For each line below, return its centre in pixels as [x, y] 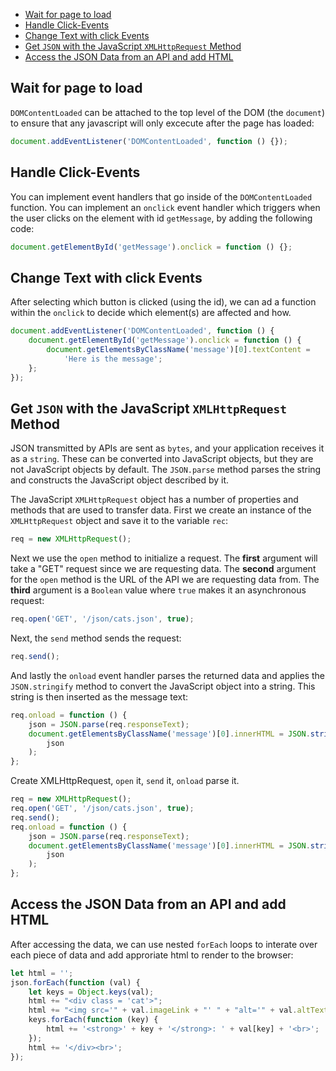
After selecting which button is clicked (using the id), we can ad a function [163, 302]
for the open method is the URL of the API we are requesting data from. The [165, 580]
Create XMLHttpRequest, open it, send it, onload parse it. [125, 781]
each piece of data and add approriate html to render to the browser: [152, 955]
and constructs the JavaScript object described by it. [120, 480]
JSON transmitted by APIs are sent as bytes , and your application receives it [167, 448]
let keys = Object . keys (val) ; [91, 992]
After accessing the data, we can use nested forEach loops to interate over [164, 944]
